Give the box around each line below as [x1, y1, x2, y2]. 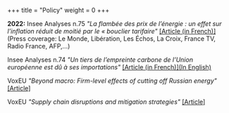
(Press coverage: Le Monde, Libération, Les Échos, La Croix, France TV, [7, 34, 216, 43]
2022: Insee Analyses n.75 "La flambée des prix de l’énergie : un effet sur [7, 20, 222, 27]
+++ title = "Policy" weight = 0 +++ [7, 6, 110, 14]
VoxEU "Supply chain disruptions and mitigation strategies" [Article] [7, 98, 206, 106]
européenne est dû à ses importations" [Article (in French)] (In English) [7, 63, 211, 71]
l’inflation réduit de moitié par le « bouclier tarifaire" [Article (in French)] [7, 27, 216, 35]
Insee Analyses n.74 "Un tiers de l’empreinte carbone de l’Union [7, 55, 194, 64]
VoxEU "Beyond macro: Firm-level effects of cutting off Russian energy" [7, 77, 217, 85]
